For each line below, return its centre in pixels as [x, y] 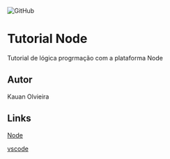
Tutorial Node [47, 39]
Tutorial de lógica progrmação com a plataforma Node [85, 58]
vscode [18, 149]
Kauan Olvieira [28, 97]
